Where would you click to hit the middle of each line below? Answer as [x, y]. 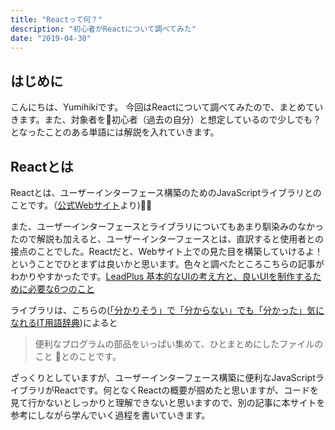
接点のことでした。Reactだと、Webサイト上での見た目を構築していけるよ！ [166, 251]
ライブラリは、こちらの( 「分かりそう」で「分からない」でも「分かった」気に [167, 310]
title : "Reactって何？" [56, 19]
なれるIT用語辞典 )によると [64, 322]
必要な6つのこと [61, 289]
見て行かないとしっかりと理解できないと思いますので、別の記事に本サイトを [168, 402]
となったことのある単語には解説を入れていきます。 [115, 132]
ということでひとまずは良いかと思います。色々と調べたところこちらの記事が [167, 264]
